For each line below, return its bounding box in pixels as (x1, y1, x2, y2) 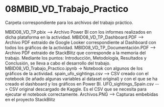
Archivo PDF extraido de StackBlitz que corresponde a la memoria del (5, 50, 146, 56)
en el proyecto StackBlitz (5, 96, 55, 102)
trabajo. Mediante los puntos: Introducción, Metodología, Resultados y (5, 55, 147, 61)
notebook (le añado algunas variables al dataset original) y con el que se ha (5, 76, 158, 82)
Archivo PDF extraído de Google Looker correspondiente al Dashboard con (5, 39, 157, 45)
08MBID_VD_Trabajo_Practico (5, 3, 129, 15)
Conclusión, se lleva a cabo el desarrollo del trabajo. (5, 60, 111, 66)
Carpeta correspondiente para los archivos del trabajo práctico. (5, 20, 134, 25)
